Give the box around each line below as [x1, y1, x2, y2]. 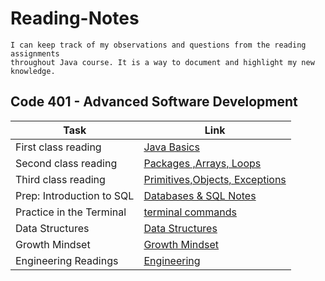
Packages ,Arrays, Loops [143, 156, 262, 170]
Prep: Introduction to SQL [15, 188, 135, 202]
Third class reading [15, 172, 106, 186]
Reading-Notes [10, 7, 140, 30]
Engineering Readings [15, 253, 119, 267]
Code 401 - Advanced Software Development [10, 93, 298, 111]
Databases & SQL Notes [143, 188, 257, 202]
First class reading [15, 140, 102, 154]
